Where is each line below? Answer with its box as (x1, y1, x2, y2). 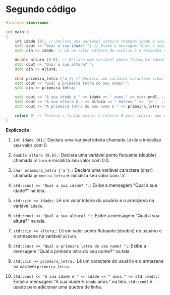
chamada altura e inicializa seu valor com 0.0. (13, 157, 110, 163)
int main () (6, 29, 29, 34)
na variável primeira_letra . (13, 263, 70, 269)
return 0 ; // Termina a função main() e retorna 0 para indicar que (15, 113, 162, 118)
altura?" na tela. (13, 218, 46, 224)
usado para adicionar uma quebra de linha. (13, 284, 102, 290)
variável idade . (13, 203, 43, 209)
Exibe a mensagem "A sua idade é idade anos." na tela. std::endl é (13, 278, 153, 284)
